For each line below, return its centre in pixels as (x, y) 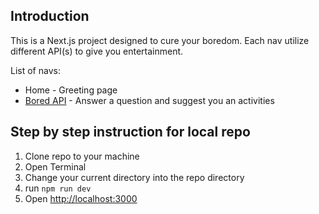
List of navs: (35, 70)
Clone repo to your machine (82, 156)
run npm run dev (58, 188)
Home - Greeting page (71, 90)
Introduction (50, 16)
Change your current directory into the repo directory (134, 177)
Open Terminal (55, 166)
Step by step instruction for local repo (130, 132)
